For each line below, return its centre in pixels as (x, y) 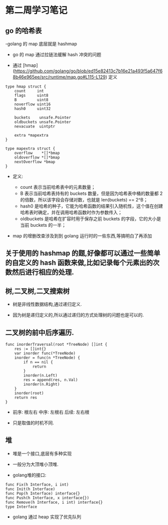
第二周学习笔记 (36, 10)
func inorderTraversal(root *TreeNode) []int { (56, 345)
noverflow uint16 (33, 104)
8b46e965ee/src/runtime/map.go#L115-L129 (59, 77)
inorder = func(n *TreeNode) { (47, 358)
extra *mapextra (32, 135)
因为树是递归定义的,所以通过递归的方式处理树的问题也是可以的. (78, 315)
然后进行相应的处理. (43, 272)
